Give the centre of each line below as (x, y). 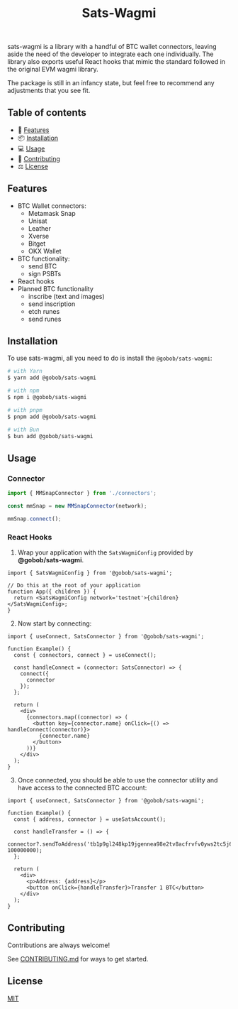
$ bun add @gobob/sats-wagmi (50, 436)
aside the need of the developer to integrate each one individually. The (110, 54)
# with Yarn (25, 371)
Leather (39, 228)
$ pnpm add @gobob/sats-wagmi (52, 417)
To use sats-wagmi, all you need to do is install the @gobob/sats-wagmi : (110, 358)
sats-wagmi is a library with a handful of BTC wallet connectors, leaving (112, 46)
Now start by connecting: (55, 623)
